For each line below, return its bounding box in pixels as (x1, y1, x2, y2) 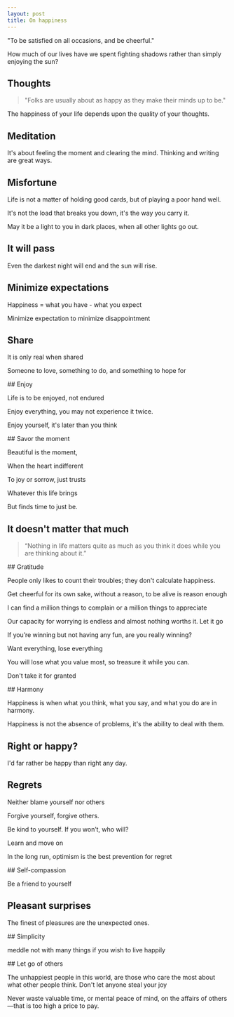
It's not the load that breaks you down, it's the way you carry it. (7, 209, 190, 217)
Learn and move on (7, 839, 64, 847)
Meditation (7, 130, 56, 142)
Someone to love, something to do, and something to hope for (7, 367, 187, 375)
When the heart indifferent (7, 461, 84, 471)
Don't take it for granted (7, 671, 76, 680)
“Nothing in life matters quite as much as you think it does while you (24, 542, 221, 550)
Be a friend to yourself (7, 879, 72, 888)
